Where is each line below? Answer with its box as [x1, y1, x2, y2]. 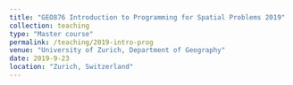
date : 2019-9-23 [9, 54, 70, 63]
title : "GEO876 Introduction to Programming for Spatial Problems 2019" [9, 12, 286, 22]
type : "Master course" [9, 29, 94, 38]
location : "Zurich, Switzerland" [9, 63, 134, 72]
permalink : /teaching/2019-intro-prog [9, 37, 154, 47]
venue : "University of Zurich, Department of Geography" [9, 46, 226, 55]
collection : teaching [9, 21, 90, 30]
